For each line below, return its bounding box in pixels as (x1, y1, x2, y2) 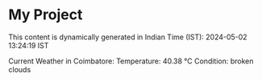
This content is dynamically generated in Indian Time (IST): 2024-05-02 (8, 32, 247, 42)
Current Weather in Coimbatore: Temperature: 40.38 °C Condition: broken (8, 56, 254, 66)
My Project (8, 6, 83, 24)
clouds (8, 64, 31, 74)
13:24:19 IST (8, 40, 49, 50)
